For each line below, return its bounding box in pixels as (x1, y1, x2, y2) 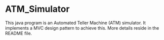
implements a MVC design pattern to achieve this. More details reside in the (5, 25, 160, 31)
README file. (5, 30, 32, 36)
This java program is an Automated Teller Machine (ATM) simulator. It (5, 20, 146, 26)
